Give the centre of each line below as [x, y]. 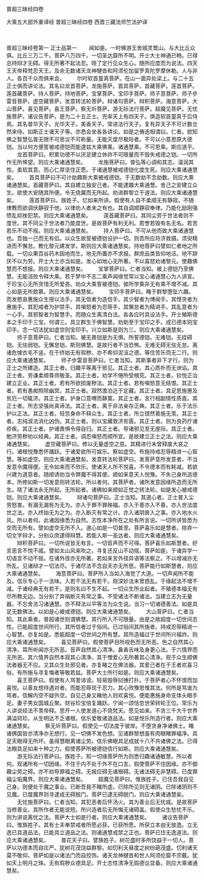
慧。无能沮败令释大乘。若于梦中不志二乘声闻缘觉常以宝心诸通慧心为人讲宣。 [102, 276]
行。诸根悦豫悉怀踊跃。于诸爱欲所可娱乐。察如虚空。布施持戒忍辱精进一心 [99, 452]
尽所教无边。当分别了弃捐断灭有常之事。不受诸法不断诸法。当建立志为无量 [99, 596]
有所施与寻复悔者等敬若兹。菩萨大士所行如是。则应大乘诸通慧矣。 [99, 672]
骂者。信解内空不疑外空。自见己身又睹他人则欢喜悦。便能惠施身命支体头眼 [99, 695]
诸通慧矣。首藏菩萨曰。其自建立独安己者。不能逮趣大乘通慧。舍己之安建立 [99, 185]
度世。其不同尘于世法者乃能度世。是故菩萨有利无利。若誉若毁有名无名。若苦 [102, 223]
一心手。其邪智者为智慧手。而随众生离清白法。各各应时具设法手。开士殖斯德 [102, 314]
